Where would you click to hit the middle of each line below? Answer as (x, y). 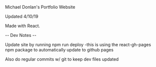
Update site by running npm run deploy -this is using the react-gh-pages (78, 45)
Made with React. (23, 26)
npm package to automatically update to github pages (59, 50)
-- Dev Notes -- (21, 35)
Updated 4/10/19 (22, 16)
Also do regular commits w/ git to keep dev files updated (62, 59)
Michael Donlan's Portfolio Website (40, 7)
